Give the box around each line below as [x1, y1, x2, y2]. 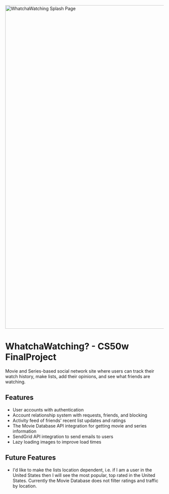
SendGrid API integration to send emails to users [12, 433, 114, 440]
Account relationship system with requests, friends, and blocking [12, 412, 147, 418]
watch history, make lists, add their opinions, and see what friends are [5, 373, 150, 379]
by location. [12, 483, 37, 489]
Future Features [5, 453, 56, 462]
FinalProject [5, 351, 57, 363]
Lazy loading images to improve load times [12, 439, 102, 445]
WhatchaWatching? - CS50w [5, 341, 129, 352]
